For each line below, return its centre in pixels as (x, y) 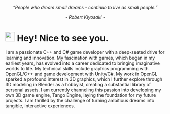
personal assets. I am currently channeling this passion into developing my (83, 90)
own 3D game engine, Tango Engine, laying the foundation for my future (81, 95)
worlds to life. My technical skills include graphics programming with (77, 68)
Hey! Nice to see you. (63, 39)
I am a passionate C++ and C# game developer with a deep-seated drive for (85, 52)
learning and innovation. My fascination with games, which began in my (80, 58)
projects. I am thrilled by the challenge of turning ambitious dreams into (80, 100)
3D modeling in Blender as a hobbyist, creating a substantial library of (78, 84)
